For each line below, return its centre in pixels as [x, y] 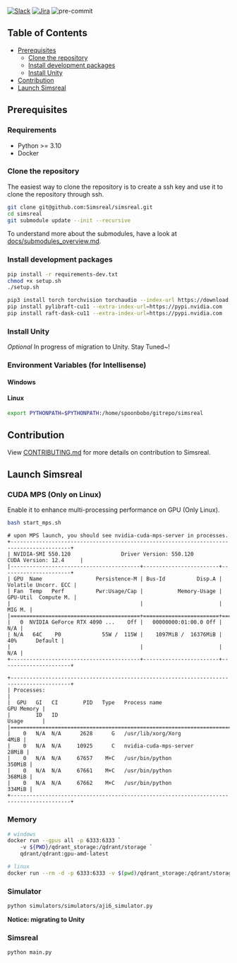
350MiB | [20, 765]
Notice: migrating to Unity [46, 919]
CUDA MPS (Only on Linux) [54, 494]
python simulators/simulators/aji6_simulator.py [80, 906]
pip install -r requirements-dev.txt [63, 274]
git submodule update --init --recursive [69, 220]
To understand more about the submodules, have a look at [92, 234]
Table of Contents [48, 33]
